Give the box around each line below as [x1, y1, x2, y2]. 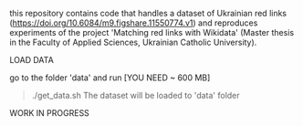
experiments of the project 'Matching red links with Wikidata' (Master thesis [9, 27, 295, 37]
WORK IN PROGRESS [9, 108, 89, 118]
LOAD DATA [9, 55, 55, 65]
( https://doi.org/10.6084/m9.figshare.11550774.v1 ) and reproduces [9, 17, 258, 28]
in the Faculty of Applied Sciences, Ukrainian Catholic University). [9, 37, 257, 47]
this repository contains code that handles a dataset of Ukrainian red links [9, 8, 287, 18]
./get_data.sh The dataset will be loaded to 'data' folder [31, 90, 240, 100]
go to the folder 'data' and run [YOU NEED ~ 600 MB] [9, 72, 211, 83]
